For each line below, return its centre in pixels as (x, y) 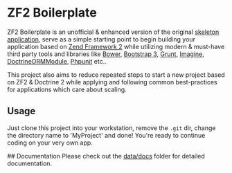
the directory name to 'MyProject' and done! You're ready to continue (106, 135)
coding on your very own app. (50, 143)
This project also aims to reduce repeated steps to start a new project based (116, 75)
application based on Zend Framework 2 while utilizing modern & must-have (116, 46)
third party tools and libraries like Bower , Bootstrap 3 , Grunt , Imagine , (106, 54)
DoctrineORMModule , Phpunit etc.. (57, 61)
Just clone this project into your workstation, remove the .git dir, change (111, 128)
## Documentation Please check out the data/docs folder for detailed (106, 156)
